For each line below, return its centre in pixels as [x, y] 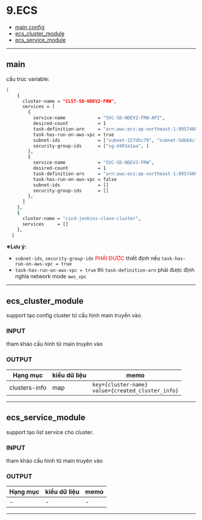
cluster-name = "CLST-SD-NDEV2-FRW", [69, 101]
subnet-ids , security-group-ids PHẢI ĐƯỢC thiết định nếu [87, 258]
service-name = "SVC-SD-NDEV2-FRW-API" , [99, 118]
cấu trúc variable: [28, 79]
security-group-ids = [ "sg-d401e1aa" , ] [91, 146]
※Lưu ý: [17, 246]
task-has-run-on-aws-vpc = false [75, 179]
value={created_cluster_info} [136, 390]
